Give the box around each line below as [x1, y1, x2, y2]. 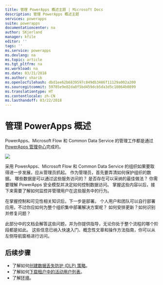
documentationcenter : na [5, 25, 55, 30]
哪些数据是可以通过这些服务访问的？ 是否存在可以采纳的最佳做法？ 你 [14, 175, 154, 181]
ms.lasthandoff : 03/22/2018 [5, 98, 62, 103]
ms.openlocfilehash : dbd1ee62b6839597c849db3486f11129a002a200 [5, 80, 136, 85]
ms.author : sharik [5, 75, 42, 80]
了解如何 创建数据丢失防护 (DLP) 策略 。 [12, 263, 90, 268]
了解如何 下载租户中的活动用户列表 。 [12, 268, 85, 274]
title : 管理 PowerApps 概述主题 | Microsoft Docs [5, 7, 103, 12]
